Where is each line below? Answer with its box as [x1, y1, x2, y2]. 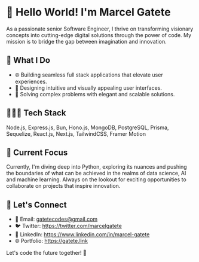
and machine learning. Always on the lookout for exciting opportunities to [6, 176, 186, 183]
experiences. [14, 78, 47, 85]
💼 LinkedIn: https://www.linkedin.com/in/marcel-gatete [14, 231, 150, 238]
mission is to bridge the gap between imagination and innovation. [6, 38, 167, 45]
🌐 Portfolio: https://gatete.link [14, 237, 88, 245]
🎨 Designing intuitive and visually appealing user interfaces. [14, 84, 163, 92]
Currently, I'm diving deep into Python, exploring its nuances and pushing [6, 163, 187, 170]
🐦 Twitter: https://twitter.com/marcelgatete [14, 223, 123, 230]
